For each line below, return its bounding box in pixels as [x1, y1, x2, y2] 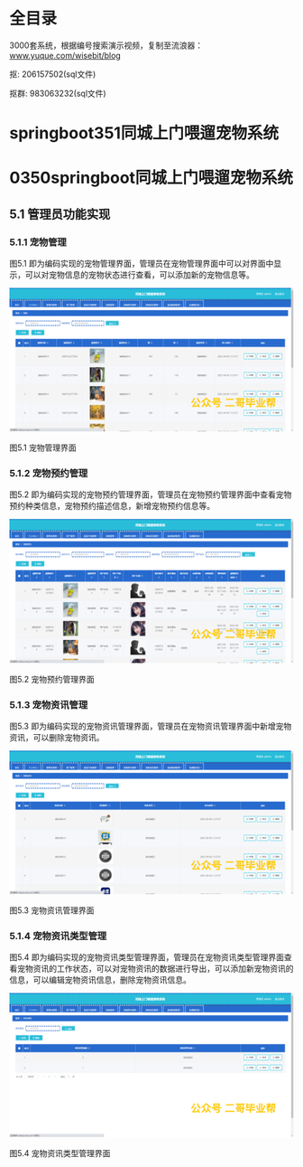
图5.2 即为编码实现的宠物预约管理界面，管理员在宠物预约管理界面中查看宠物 [9, 489, 292, 500]
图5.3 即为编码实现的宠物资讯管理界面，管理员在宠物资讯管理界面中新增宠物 [9, 720, 292, 731]
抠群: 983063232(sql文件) [9, 88, 106, 99]
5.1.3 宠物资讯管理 [9, 698, 88, 711]
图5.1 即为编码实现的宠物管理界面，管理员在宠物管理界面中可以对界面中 [9, 259, 274, 268]
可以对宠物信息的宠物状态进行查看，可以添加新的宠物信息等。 [24, 269, 254, 280]
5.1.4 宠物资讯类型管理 [9, 930, 107, 943]
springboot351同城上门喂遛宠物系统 [9, 123, 280, 144]
